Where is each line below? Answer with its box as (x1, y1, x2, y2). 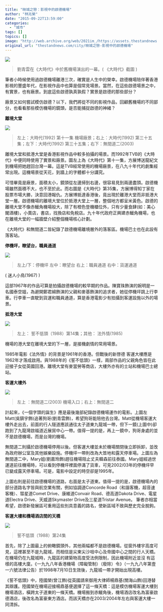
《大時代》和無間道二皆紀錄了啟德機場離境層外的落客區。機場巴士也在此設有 (5, 226, 158, 232)
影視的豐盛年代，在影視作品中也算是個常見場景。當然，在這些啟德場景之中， (5, 82, 158, 88)
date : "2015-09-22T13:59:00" (5, 16, 64, 21)
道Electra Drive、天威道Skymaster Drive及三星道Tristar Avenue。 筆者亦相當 (5, 497, 158, 502)
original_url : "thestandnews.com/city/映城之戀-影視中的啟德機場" (5, 43, 133, 48)
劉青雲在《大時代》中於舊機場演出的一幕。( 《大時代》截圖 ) (16, 66, 137, 72)
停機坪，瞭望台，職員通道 (5, 242, 56, 248)
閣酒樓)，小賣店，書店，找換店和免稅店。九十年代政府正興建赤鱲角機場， (5, 209, 151, 216)
